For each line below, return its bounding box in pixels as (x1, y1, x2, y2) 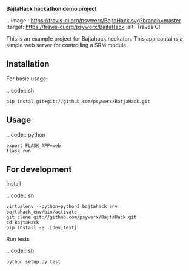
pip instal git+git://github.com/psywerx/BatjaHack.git (6, 98, 150, 105)
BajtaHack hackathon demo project (6, 5, 97, 12)
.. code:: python (6, 131, 46, 138)
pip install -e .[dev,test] (6, 225, 78, 231)
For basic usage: (6, 75, 48, 82)
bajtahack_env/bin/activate (6, 209, 78, 215)
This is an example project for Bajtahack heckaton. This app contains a (6, 35, 183, 42)
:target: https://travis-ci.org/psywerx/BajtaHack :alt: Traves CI (6, 24, 161, 30)
